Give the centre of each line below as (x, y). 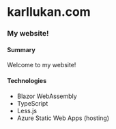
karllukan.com (49, 12)
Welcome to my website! (42, 65)
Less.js (27, 110)
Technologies (27, 80)
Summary (21, 49)
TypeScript (32, 103)
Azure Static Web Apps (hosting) (63, 118)
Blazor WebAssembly (47, 96)
